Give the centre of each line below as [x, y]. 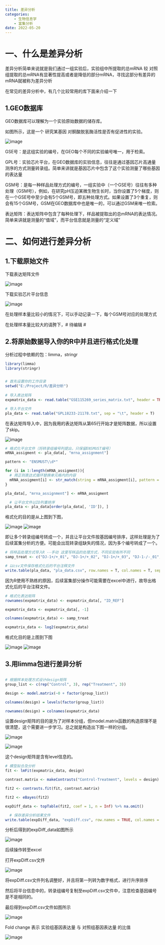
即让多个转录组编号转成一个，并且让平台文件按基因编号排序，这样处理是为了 [82, 537]
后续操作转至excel [23, 850]
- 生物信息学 [25, 19]
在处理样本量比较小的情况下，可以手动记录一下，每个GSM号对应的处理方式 [81, 314]
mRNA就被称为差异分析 [29, 81]
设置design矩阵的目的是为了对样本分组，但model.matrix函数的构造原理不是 [81, 721]
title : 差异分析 [20, 10]
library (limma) [21, 364]
